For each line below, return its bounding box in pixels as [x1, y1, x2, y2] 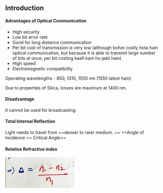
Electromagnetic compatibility [12, 65, 73, 71]
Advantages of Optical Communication [5, 17, 87, 24]
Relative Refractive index [5, 146, 58, 152]
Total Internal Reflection [5, 118, 56, 124]
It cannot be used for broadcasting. [5, 107, 77, 113]
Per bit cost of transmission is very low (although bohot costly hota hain [12, 45, 159, 50]
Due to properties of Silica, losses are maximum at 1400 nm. [5, 85, 127, 91]
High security [12, 29, 40, 35]
